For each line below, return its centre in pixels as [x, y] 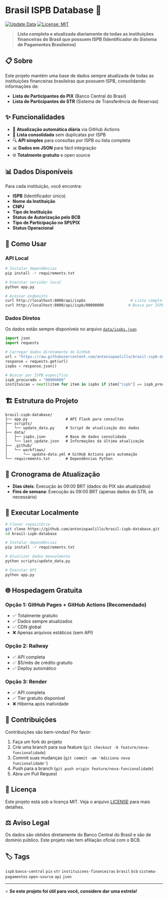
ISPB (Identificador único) [39, 196]
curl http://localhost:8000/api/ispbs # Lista [76, 301]
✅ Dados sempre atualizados [42, 621]
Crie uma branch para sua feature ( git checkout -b [65, 747]
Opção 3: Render [26, 682]
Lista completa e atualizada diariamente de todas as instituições [85, 34]
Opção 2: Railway [27, 646]
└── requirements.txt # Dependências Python [59, 459]
